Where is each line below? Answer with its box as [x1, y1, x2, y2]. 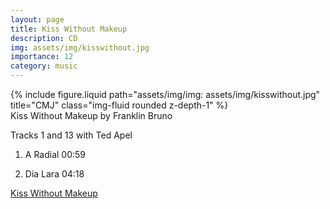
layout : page [10, 14, 65, 25]
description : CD [10, 33, 78, 43]
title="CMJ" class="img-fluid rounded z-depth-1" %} [10, 99, 229, 111]
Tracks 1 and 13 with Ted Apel [10, 129, 133, 141]
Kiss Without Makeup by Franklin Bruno [10, 110, 173, 121]
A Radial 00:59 [24, 149, 87, 160]
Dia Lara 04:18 [24, 168, 85, 180]
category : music [10, 61, 78, 71]
